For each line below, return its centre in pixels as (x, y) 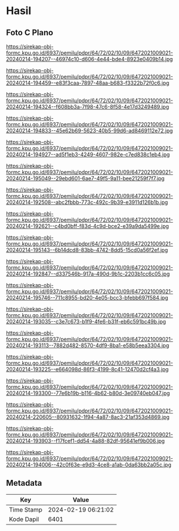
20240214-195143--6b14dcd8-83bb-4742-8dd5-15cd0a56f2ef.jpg (87, 250)
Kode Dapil (24, 519)
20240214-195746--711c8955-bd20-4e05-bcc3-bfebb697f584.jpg (87, 298)
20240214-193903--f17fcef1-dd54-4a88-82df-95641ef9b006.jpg (86, 441)
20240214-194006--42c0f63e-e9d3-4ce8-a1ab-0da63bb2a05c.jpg (89, 465)
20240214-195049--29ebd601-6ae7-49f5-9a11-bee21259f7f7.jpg (85, 178)
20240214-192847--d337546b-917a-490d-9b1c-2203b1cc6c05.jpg (88, 274)
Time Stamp (26, 509)
